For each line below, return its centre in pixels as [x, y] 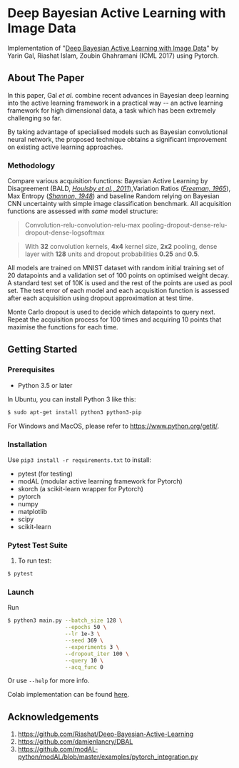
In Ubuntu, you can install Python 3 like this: [72, 399]
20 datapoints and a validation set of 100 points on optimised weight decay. [118, 275]
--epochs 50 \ [86, 628]
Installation [27, 444]
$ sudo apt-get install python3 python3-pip [75, 412]
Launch [21, 592]
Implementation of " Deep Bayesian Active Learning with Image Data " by [113, 48]
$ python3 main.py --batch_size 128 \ [65, 621]
